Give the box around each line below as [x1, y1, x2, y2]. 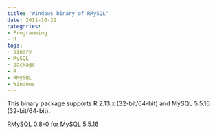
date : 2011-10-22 [7, 17, 57, 23]
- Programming [7, 29, 48, 37]
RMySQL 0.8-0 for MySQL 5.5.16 [7, 120, 99, 128]
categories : [7, 23, 41, 30]
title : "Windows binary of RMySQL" [7, 10, 109, 17]
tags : [7, 42, 23, 49]
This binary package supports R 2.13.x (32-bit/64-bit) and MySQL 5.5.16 [7, 99, 211, 107]
